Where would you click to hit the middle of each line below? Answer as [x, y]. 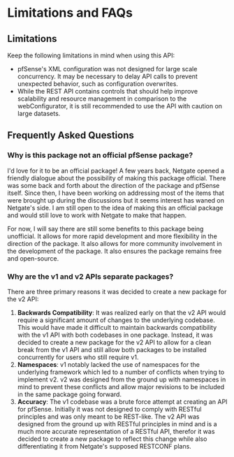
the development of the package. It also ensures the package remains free [115, 251]
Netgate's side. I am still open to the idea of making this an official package [115, 208]
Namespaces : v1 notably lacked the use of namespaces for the [109, 364]
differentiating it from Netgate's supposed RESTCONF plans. [104, 446]
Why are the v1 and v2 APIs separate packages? [90, 276]
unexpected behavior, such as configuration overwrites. [97, 84]
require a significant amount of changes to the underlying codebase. [116, 320]
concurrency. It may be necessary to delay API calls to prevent [107, 76]
